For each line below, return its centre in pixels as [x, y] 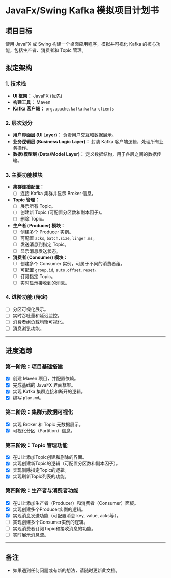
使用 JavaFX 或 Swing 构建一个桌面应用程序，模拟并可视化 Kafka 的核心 [81, 44]
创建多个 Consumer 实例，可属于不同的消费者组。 [73, 263]
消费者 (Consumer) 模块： [40, 257]
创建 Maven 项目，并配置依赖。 [46, 379]
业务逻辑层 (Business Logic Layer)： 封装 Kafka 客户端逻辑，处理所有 [86, 141]
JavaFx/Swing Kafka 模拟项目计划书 [82, 10]
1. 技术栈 [16, 84]
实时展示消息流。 [31, 535]
